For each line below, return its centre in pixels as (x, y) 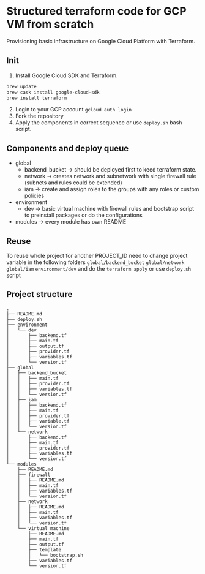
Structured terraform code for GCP (96, 11)
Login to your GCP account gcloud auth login (73, 110)
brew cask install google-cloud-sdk (53, 92)
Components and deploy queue (68, 148)
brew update (21, 86)
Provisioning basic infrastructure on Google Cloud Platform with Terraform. (101, 41)
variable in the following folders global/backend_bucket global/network (95, 262)
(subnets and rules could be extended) (73, 183)
